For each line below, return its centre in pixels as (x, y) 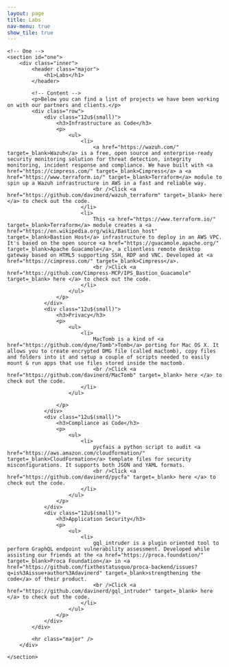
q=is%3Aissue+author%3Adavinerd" (55, 573)
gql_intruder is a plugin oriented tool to (156, 543)
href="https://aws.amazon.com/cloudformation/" (76, 453)
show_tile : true (30, 33)
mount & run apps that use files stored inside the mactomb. (96, 363)
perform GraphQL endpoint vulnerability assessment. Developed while (109, 549)
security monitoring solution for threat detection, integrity (99, 159)
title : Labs (24, 20)
